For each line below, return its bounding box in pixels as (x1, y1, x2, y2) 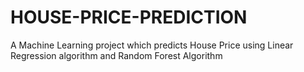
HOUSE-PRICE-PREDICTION (10, 6, 248, 29)
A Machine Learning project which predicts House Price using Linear (10, 39, 294, 51)
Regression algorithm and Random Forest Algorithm (10, 49, 223, 61)
